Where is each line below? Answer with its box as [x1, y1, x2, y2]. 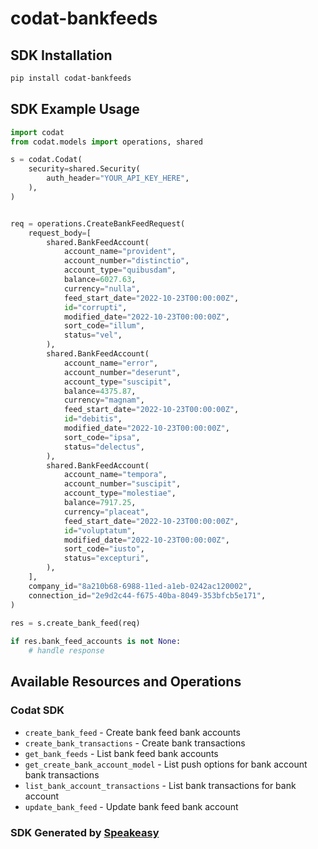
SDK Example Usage [10, 101, 140, 118]
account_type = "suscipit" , [63, 377, 172, 387]
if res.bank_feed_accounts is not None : [10, 637, 182, 647]
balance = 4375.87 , [63, 386, 137, 396]
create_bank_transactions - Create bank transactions [24, 737, 246, 749]
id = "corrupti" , [63, 302, 128, 312]
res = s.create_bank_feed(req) [10, 618, 141, 629]
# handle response [28, 646, 105, 656]
